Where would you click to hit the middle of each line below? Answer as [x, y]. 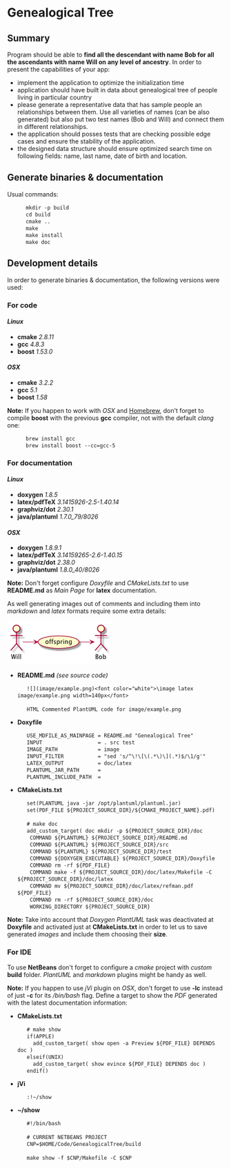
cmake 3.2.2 [35, 382]
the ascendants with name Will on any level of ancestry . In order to [104, 62]
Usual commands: [33, 194]
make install [44, 235]
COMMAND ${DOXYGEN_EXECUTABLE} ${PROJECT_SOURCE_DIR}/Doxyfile [122, 859]
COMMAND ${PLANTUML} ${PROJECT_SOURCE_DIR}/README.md [109, 838]
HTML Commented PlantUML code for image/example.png [104, 709]
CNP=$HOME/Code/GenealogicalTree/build [84, 1144]
